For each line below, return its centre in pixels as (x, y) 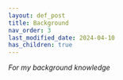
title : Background (38, 23)
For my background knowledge (60, 67)
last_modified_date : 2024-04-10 (61, 38)
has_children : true (40, 45)
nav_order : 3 (30, 30)
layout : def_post (37, 15)
